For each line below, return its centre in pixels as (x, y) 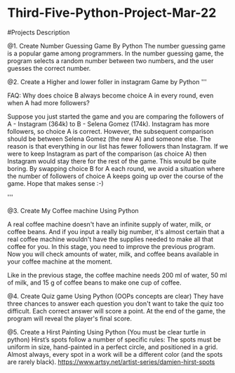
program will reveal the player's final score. (69, 318)
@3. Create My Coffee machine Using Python (73, 210)
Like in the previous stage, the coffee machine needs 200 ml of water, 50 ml (117, 275)
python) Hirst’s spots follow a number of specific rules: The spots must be (114, 339)
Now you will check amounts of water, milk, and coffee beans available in (113, 254)
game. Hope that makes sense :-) (55, 183)
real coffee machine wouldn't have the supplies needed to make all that (110, 239)
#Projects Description (39, 32)
